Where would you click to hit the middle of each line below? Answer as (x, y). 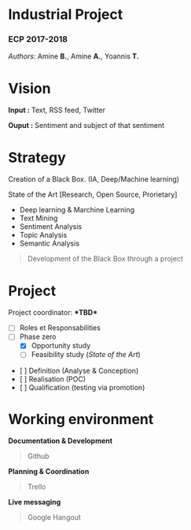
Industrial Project (66, 15)
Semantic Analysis (50, 243)
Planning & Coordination (49, 472)
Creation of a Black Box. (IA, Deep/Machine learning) (94, 179)
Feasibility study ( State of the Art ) (86, 355)
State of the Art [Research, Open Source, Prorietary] (93, 194)
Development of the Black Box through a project (105, 259)
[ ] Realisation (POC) (53, 379)
